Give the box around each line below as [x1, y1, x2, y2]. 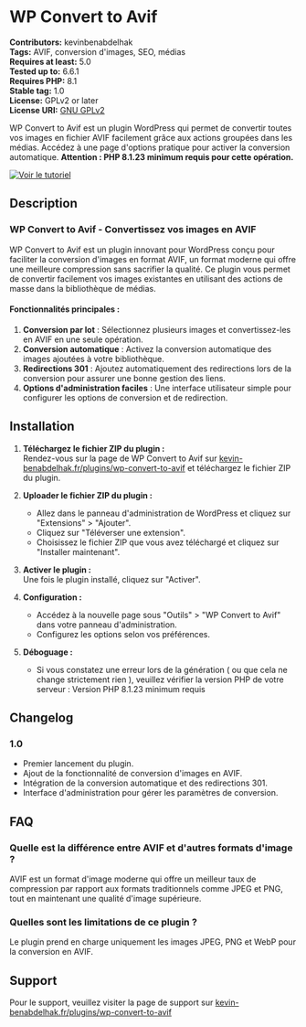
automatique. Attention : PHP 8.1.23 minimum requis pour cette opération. [9, 151, 294, 162]
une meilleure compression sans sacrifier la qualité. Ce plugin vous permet [9, 263, 290, 274]
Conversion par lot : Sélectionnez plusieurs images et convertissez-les [22, 324, 291, 335]
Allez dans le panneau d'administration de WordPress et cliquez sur [36, 508, 291, 519]
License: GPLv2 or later [9, 94, 99, 106]
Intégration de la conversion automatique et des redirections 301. [22, 777, 268, 788]
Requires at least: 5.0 [9, 56, 91, 67]
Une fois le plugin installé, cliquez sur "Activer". [22, 573, 201, 584]
